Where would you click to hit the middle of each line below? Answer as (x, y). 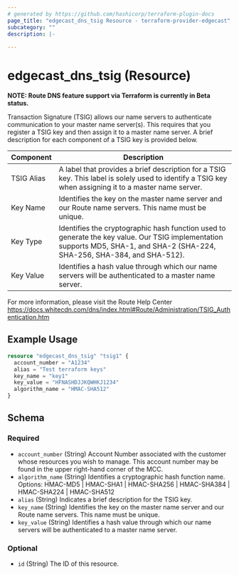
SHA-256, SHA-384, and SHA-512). (122, 255)
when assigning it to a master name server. (131, 188)
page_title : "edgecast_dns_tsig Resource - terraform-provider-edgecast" (119, 21)
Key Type (27, 242)
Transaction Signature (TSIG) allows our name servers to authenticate (110, 117)
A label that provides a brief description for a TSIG (142, 170)
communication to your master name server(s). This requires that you (109, 125)
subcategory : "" (31, 27)
